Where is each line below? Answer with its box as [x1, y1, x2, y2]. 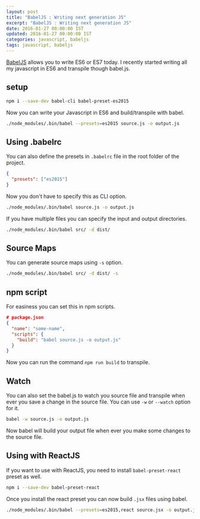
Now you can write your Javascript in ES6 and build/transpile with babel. [6, 109, 185, 116]
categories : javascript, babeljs [6, 36, 89, 42]
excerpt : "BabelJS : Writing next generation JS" [6, 20, 132, 26]
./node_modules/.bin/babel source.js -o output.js [6, 204, 135, 210]
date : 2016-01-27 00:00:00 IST [6, 25, 84, 32]
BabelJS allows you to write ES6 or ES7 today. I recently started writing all [6, 58, 187, 66]
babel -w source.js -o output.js [6, 416, 89, 422]
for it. [6, 405, 20, 412]
